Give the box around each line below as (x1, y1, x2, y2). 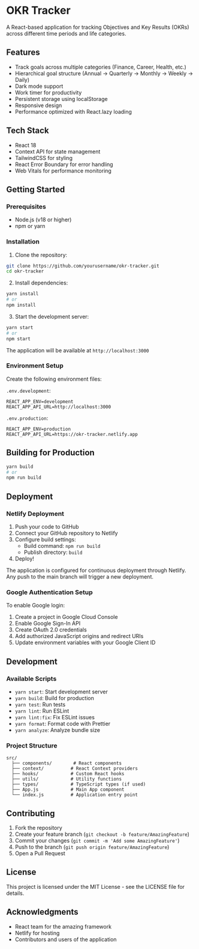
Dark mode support (14, 82, 64, 90)
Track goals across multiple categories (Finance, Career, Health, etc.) (14, 63, 187, 70)
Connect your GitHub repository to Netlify (14, 529, 118, 536)
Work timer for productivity (14, 88, 82, 96)
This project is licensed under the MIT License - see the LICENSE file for (6, 883, 185, 890)
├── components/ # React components (11, 760, 122, 767)
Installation (6, 238, 40, 246)
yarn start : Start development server (14, 688, 108, 695)
